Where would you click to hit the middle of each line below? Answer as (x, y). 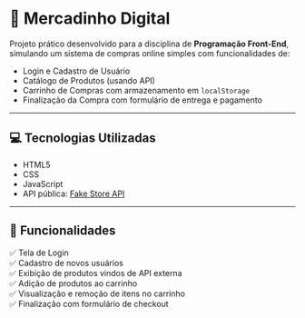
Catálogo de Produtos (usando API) (89, 80)
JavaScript (43, 184)
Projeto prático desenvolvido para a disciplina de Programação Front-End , (149, 44)
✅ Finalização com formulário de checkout (89, 303)
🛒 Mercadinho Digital (90, 19)
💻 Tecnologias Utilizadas (83, 139)
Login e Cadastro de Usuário (76, 71)
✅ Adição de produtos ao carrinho (74, 283)
